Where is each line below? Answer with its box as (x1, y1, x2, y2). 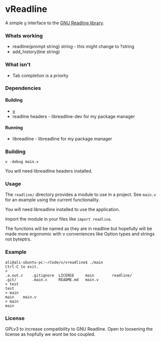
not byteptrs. (5, 236, 32, 242)
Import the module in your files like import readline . (5, 216, 112, 222)
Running (5, 125, 23, 131)
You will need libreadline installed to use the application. (5, 207, 120, 213)
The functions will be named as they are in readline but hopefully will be (5, 226, 153, 231)
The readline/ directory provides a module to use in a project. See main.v (5, 192, 157, 198)
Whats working (5, 32, 43, 39)
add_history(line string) (12, 49, 60, 55)
